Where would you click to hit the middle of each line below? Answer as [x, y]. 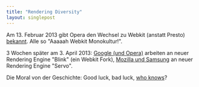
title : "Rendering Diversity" [44, 12]
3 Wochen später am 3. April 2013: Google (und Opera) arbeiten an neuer [98, 53]
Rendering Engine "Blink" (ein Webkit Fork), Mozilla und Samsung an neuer [100, 59]
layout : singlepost [31, 18]
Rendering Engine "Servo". [39, 66]
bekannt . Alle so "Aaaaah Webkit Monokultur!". [64, 41]
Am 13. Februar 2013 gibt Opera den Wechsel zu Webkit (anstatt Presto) [96, 34]
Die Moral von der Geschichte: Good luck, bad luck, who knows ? [87, 77]
